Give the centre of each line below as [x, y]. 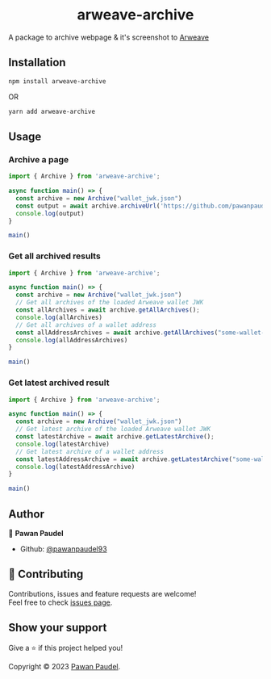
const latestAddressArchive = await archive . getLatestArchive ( [124, 459]
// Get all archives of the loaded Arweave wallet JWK [110, 303]
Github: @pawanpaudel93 [63, 549]
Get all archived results [54, 256]
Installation [37, 63]
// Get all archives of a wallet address [86, 325]
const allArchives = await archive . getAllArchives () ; [108, 310]
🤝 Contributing [46, 574]
